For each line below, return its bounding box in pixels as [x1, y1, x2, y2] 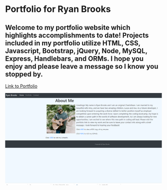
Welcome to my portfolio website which [5, 23, 131, 32]
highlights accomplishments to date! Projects [5, 31, 149, 39]
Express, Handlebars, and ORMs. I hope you [5, 54, 144, 63]
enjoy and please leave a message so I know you [5, 62, 159, 71]
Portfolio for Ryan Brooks [5, 3, 111, 15]
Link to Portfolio [5, 83, 38, 89]
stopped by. [5, 70, 43, 78]
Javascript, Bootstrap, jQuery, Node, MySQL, [5, 46, 148, 55]
